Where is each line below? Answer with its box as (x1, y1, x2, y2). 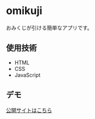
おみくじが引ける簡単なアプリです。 (6, 24, 93, 31)
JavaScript (14, 72, 41, 79)
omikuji (6, 4, 43, 18)
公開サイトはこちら (6, 107, 52, 114)
